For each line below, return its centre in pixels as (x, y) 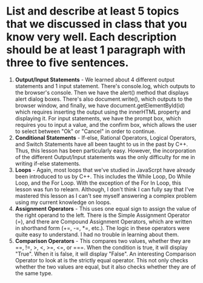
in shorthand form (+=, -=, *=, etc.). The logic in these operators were (102, 228)
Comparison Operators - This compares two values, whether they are (103, 240)
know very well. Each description (92, 37)
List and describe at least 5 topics (93, 11)
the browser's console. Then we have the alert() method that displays (102, 92)
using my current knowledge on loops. (63, 202)
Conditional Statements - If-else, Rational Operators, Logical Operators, (105, 137)
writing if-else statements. (48, 163)
